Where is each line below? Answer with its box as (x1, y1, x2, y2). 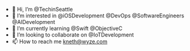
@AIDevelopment (11, 19, 56, 25)
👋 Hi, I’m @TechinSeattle (11, 6, 73, 13)
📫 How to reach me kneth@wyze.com (11, 38, 108, 45)
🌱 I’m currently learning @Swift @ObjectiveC (11, 25, 123, 32)
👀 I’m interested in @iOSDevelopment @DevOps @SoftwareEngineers (11, 12, 185, 19)
